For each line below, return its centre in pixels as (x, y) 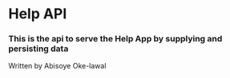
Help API (38, 14)
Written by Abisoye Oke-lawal (57, 66)
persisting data (38, 49)
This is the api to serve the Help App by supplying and (115, 39)
